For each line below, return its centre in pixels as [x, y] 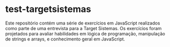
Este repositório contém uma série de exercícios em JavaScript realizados [83, 23]
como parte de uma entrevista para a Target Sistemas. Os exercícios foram [83, 28]
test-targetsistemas [48, 9]
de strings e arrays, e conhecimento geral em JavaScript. [65, 39]
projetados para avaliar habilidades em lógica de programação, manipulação [85, 33]
